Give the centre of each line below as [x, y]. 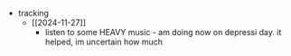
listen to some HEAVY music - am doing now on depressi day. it [163, 32]
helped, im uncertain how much [104, 42]
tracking [33, 13]
